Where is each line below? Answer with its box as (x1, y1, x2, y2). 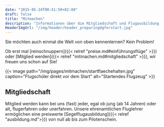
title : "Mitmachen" (5, 16, 45, 21)
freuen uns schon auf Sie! (5, 59, 57, 65)
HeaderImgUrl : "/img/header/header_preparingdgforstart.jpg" (5, 25, 133, 30)
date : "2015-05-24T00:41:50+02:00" (5, 7, 78, 12)
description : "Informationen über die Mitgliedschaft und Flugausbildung (5, 21, 160, 26)
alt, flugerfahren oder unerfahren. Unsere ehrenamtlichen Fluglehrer (5, 106, 143, 112)
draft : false (5, 12, 32, 17)
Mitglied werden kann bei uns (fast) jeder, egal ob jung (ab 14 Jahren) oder (5, 101, 156, 106)
